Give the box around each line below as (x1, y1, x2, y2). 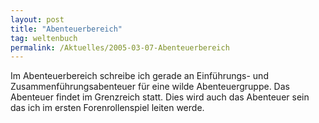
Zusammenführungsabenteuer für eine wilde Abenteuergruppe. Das (10, 81, 290, 93)
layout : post (10, 14, 65, 25)
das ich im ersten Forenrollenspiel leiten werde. (10, 102, 205, 114)
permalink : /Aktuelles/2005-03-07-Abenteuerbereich (10, 42, 230, 53)
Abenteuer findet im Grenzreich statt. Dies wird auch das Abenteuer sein (10, 91, 310, 103)
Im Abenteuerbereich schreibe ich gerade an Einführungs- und (10, 70, 269, 82)
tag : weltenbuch (10, 33, 78, 43)
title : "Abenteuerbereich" (10, 24, 123, 34)
